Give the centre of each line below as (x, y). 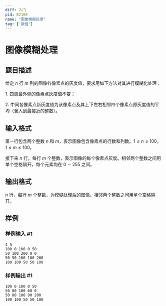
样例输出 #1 (19, 275)
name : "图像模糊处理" (25, 19)
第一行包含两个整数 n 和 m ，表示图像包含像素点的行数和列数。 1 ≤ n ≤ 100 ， (83, 141)
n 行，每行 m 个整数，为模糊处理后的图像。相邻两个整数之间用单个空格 (78, 195)
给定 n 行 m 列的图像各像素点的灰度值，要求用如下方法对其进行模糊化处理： (83, 83)
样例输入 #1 (19, 234)
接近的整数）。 (45, 111)
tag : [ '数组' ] (19, 24)
